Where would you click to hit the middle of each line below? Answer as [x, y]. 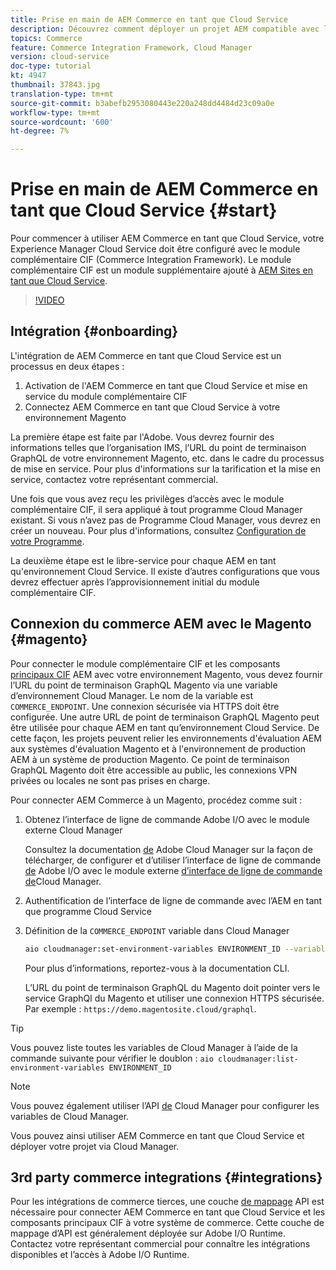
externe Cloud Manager [73, 830]
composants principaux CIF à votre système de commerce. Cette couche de [167, 1223]
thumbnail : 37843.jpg [55, 85]
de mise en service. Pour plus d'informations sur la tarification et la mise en [166, 468]
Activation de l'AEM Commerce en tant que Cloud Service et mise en [166, 385]
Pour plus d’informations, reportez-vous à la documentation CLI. [157, 968]
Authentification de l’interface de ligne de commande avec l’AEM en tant [173, 900]
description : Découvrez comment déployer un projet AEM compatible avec [165, 29]
